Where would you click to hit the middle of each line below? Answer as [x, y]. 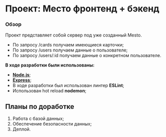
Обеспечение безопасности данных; [52, 124]
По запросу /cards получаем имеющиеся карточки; [68, 45]
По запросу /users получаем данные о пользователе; [70, 50]
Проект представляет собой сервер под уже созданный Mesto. [74, 35]
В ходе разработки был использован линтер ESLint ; [68, 85]
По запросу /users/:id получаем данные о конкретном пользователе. [87, 55]
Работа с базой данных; [38, 118]
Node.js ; [22, 75]
